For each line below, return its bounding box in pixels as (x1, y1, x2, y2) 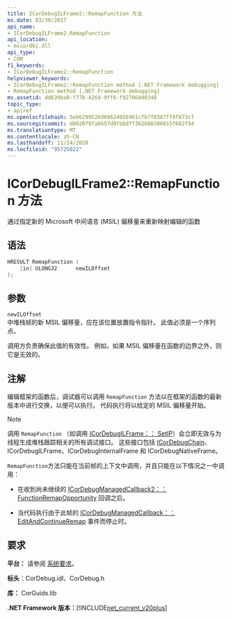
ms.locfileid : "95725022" (7, 146, 82, 153)
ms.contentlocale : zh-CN (7, 133, 79, 140)
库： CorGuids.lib (7, 588, 57, 597)
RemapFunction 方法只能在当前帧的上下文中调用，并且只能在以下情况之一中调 (7, 462, 225, 469)
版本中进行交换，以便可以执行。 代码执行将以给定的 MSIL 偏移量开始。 (7, 401, 210, 409)
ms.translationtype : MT (7, 127, 77, 134)
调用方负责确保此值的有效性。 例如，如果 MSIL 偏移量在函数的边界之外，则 (7, 341, 223, 350)
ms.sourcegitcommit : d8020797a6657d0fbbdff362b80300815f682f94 (7, 120, 195, 127)
